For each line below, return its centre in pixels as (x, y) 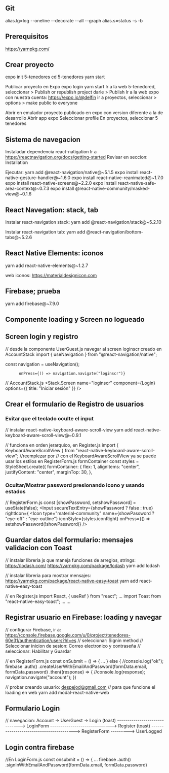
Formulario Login (33, 708)
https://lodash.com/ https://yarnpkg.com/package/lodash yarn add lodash (83, 565)
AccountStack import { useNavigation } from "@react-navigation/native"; (81, 354)
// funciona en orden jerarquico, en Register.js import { (62, 445)
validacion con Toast (39, 548)
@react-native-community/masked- (113, 189)
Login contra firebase (40, 747)
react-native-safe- (137, 183)
